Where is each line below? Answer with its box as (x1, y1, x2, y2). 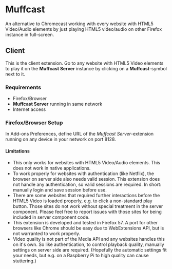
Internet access (12, 106, 46, 112)
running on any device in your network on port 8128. (5, 136, 117, 142)
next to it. (5, 71, 26, 77)
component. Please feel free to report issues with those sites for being (12, 208, 162, 215)
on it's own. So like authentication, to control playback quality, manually (12, 241, 164, 247)
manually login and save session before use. (12, 186, 107, 193)
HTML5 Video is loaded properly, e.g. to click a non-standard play (12, 198, 152, 204)
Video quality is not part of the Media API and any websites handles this (12, 236, 165, 242)
